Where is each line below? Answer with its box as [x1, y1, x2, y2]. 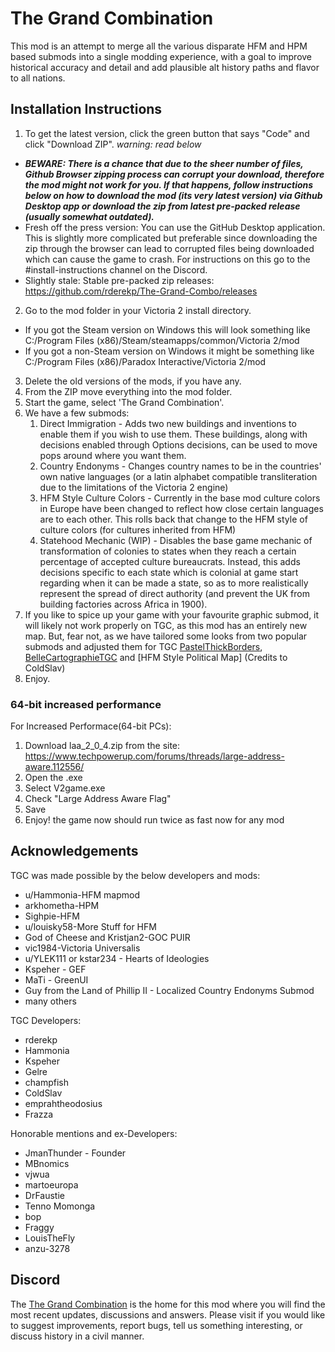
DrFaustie [24, 1189, 65, 1201]
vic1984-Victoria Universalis [24, 942, 141, 954]
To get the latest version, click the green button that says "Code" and [24, 127, 310, 139]
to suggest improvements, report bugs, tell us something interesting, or [10, 1319, 303, 1331]
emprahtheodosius [24, 1097, 103, 1109]
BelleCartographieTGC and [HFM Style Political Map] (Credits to [24, 651, 288, 663]
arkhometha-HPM [24, 899, 100, 911]
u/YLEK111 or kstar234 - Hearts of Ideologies [24, 952, 210, 964]
